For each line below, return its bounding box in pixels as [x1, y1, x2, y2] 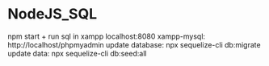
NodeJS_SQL [7, 5, 98, 23]
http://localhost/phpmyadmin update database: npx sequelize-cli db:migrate [7, 39, 261, 49]
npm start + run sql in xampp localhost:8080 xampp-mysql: [7, 31, 206, 41]
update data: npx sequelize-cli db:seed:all [7, 48, 147, 58]
